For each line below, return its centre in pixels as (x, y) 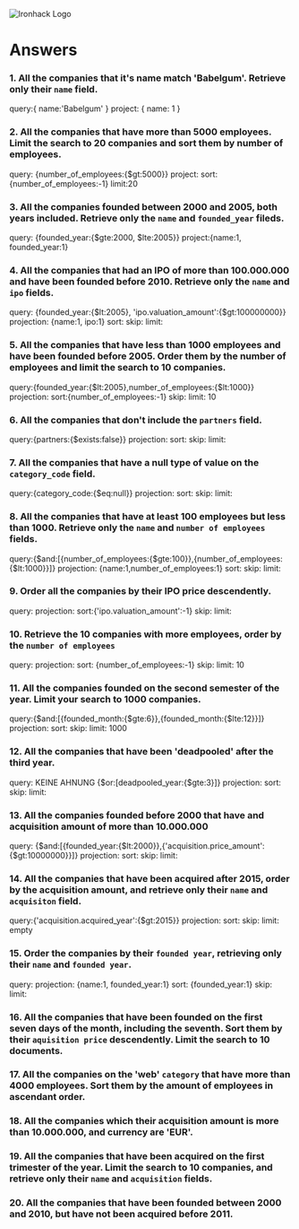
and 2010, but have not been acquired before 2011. (121, 1214)
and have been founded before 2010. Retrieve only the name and (149, 281)
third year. (32, 763)
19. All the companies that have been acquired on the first (137, 1156)
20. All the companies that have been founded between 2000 (145, 1203)
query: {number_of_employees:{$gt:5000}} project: (104, 174)
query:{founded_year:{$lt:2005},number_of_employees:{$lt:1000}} (132, 387)
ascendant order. (47, 1097)
